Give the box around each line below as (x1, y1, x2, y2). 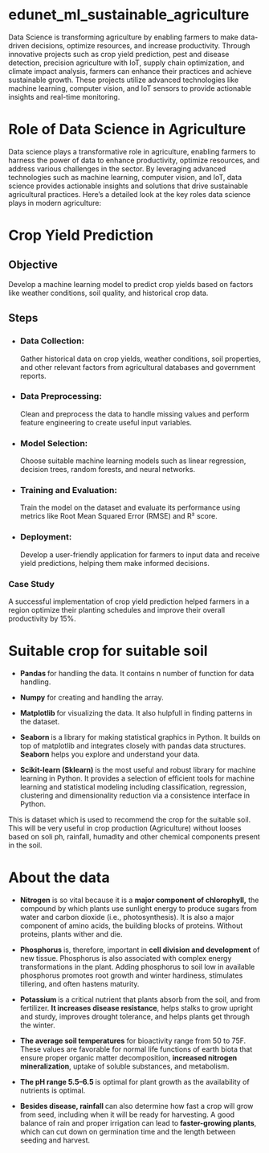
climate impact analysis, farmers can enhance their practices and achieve (8, 66, 252, 76)
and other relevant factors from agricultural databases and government (19, 362, 256, 371)
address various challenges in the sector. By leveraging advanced (8, 163, 226, 174)
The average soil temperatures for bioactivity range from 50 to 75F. (19, 1036, 247, 1045)
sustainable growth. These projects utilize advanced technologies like (8, 75, 239, 84)
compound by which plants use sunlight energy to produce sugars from (19, 903, 258, 913)
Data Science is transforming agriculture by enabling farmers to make (8, 32, 238, 42)
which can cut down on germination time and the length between (19, 1126, 236, 1136)
